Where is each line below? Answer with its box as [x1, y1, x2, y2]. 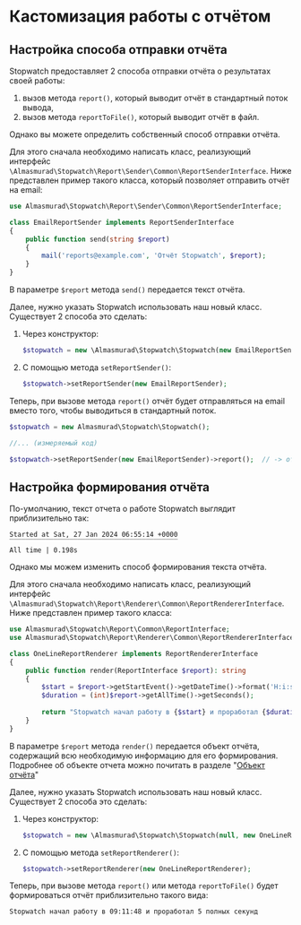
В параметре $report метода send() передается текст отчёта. [9, 284, 245, 295]
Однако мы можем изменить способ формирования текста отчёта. [9, 562, 267, 573]
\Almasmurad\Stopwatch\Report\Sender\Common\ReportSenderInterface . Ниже [9, 166, 293, 176]
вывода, [21, 102, 54, 113]
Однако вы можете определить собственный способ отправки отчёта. [9, 129, 280, 140]
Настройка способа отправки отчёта [9, 42, 228, 57]
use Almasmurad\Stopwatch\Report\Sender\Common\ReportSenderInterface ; [9, 202, 282, 211]
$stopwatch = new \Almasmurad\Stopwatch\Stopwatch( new [21, 346, 232, 355]
